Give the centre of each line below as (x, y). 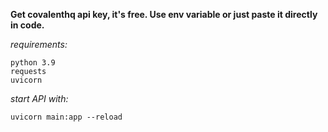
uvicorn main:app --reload (66, 117)
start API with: (39, 98)
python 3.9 (33, 63)
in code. (27, 25)
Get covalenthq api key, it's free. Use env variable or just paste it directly (164, 14)
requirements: (39, 44)
